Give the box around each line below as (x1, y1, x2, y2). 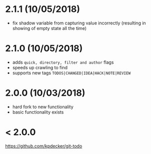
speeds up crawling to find (12, 64, 68, 70)
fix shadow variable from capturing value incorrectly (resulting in (12, 20, 146, 26)
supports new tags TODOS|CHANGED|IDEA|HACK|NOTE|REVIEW (12, 70, 131, 76)
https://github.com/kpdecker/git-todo (5, 143, 82, 149)
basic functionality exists (12, 109, 64, 115)
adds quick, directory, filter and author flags (12, 59, 114, 65)
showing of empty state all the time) (12, 25, 86, 31)
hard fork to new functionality (12, 104, 73, 110)
